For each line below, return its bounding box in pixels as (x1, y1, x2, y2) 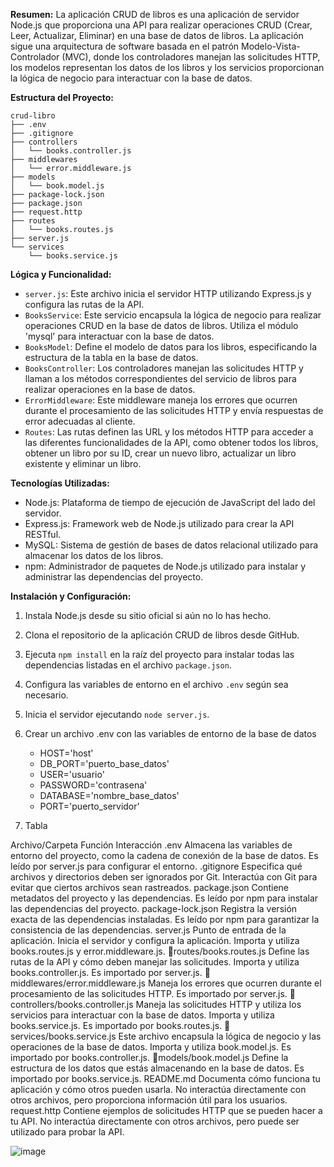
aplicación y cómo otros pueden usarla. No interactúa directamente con (10, 1084, 307, 1095)
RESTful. (24, 529, 62, 540)
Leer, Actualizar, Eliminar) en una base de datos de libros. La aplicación (10, 30, 304, 41)
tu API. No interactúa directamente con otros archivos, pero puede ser (10, 1115, 300, 1127)
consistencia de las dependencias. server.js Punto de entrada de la (10, 924, 287, 936)
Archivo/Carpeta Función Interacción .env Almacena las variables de (10, 839, 293, 851)
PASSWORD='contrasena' (39, 779, 148, 791)
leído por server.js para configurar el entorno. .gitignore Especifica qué (10, 860, 303, 872)
